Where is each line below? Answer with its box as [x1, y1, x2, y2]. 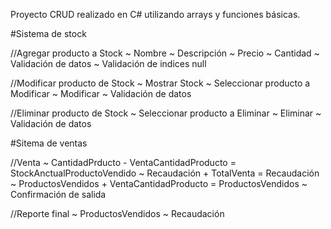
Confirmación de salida [10, 189, 107, 200]
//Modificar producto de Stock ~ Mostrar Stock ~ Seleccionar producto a [10, 77, 311, 89]
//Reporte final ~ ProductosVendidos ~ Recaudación [10, 208, 225, 219]
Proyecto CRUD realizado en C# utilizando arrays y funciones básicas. [10, 9, 301, 20]
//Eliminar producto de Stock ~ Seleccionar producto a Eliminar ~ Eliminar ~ [10, 107, 322, 119]
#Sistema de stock [10, 28, 87, 39]
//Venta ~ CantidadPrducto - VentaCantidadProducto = [10, 157, 237, 168]
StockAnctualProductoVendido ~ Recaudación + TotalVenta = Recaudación [10, 167, 320, 179]
